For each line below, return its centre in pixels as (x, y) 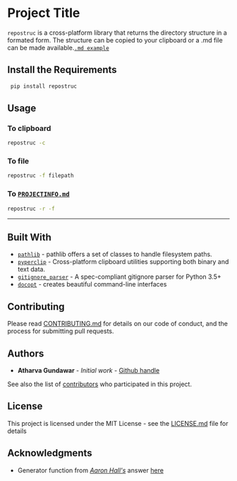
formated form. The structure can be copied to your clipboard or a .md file (115, 40)
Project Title (44, 13)
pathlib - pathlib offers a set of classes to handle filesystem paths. (115, 254)
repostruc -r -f (31, 209)
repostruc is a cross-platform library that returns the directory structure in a (117, 33)
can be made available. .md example (58, 47)
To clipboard (29, 128)
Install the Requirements (62, 70)
